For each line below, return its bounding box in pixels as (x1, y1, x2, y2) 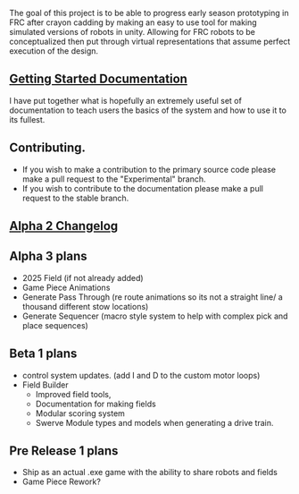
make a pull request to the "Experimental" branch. (21, 174, 207, 184)
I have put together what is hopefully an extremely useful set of (9, 95, 243, 106)
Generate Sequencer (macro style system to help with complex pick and (21, 311, 288, 321)
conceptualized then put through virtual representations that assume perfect (9, 36, 291, 47)
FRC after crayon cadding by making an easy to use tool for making (9, 17, 257, 28)
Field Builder (21, 379, 69, 390)
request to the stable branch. (21, 192, 129, 203)
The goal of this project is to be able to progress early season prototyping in (9, 8, 289, 18)
